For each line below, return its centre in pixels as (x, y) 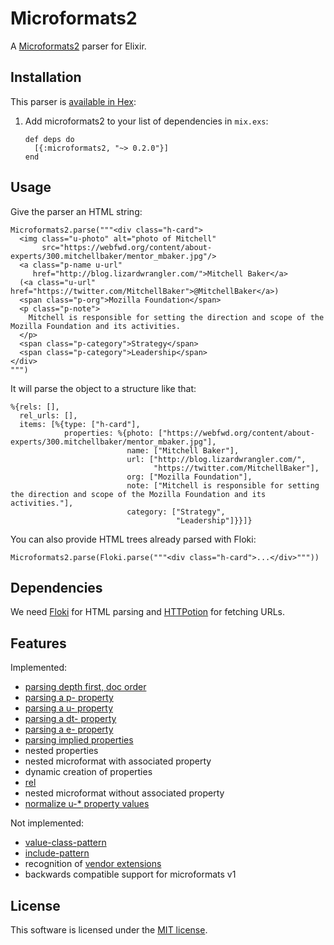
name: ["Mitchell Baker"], (183, 450)
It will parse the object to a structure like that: (103, 388)
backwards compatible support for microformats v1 (130, 874)
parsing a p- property (69, 698)
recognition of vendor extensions (93, 864)
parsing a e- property (69, 729)
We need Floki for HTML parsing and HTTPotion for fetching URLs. (148, 612)
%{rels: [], (35, 407)
